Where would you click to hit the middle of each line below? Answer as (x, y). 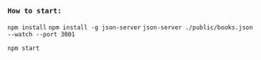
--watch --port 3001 (42, 35)
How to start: (35, 11)
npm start (24, 49)
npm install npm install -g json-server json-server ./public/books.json (130, 28)
